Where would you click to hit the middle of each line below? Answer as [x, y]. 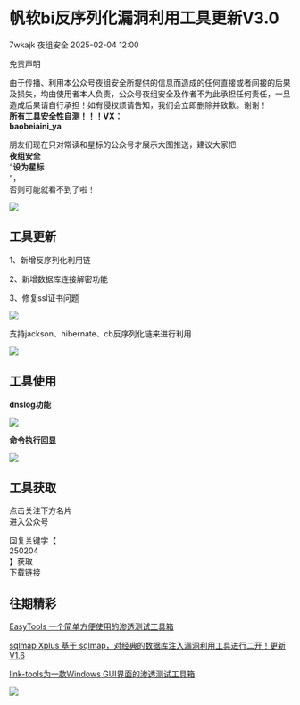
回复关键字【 [33, 541]
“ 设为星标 [27, 167]
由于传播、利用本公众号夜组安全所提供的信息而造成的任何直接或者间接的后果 [150, 82]
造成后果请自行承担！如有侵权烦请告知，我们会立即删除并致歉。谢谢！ [138, 104]
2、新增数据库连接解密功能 [59, 278]
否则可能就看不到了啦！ [52, 189]
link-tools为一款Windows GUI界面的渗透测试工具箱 [102, 674]
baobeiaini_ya [36, 126]
